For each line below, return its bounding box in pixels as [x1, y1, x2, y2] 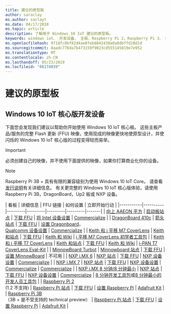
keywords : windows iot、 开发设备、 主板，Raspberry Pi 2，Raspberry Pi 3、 [5, 36, 163, 41]
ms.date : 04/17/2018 [5, 21, 49, 27]
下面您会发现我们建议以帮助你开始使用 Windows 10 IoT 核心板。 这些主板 [5, 124, 158, 130]
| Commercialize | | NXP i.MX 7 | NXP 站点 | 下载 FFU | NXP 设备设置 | [15, 259, 161, 266]
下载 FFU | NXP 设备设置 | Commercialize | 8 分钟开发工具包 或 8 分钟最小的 [5, 272, 162, 278]
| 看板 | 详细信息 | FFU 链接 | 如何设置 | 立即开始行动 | [5, 202, 117, 208]
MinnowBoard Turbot [52, 247, 97, 253]
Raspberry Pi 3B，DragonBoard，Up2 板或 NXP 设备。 [5, 191, 121, 197]
